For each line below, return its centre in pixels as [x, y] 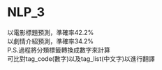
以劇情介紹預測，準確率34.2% [51, 41]
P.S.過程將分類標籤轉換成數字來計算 [59, 50]
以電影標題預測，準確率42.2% [51, 32]
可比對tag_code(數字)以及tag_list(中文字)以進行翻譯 [81, 58]
